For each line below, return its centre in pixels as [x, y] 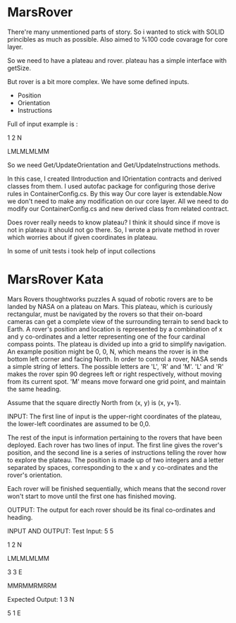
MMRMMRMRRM [32, 586]
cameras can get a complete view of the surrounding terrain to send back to [118, 321]
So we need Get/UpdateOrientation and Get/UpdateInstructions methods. [114, 165]
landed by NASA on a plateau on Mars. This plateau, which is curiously [110, 306]
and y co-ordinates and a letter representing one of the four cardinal [106, 337]
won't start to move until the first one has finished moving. [92, 496]
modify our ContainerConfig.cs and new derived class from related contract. [118, 208]
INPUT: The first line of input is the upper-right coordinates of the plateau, [114, 416]
